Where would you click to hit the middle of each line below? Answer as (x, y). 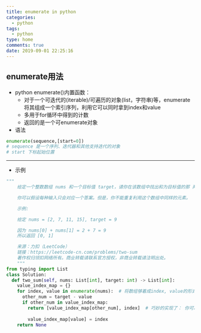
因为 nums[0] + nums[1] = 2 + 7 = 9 (62, 230)
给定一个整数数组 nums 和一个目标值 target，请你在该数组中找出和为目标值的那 (103, 187)
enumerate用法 (35, 76)
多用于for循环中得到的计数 (56, 115)
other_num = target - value (57, 297)
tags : (13, 28)
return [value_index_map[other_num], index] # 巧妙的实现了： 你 (109, 308)
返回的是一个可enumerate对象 (61, 122)
